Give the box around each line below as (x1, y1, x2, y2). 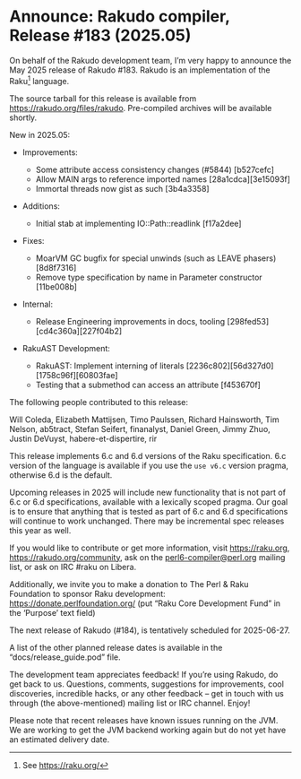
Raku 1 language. (9, 74, 70, 86)
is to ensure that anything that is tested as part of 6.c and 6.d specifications (9, 506, 288, 516)
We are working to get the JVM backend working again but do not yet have (9, 724, 287, 735)
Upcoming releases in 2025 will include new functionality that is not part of (9, 487, 287, 498)
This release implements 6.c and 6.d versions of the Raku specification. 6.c (9, 450, 287, 461)
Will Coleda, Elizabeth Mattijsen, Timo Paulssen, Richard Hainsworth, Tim (9, 414, 279, 425)
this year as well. (9, 524, 72, 535)
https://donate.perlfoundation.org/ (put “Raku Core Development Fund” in (9, 598, 280, 609)
